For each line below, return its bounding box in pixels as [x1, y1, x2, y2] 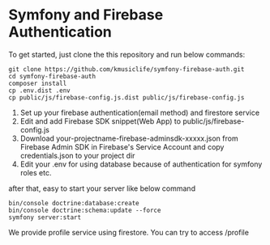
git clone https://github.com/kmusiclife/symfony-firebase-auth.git [8, 65, 245, 74]
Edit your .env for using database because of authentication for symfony [19, 159, 263, 169]
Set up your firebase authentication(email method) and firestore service [19, 108, 260, 117]
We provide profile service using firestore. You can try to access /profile [8, 227, 250, 237]
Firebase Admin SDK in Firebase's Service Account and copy [19, 142, 225, 151]
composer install [8, 79, 67, 87]
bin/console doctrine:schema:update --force [8, 206, 161, 214]
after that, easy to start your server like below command [8, 184, 196, 193]
